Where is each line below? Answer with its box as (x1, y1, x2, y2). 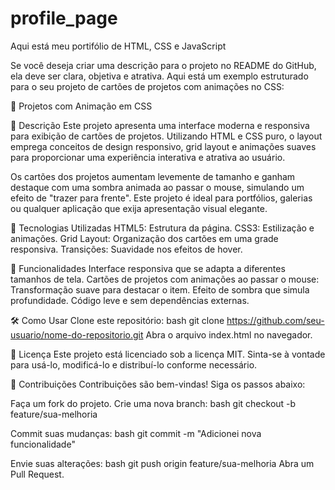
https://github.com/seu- (226, 314, 325, 326)
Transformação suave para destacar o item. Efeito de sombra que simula (10, 283, 310, 296)
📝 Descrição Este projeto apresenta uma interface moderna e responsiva (10, 119, 310, 131)
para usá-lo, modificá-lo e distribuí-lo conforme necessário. (10, 358, 258, 371)
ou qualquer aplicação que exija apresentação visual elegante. (10, 202, 268, 214)
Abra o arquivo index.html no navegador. (145, 328, 313, 341)
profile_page (10, 7, 118, 30)
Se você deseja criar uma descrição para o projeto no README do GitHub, (10, 59, 317, 71)
